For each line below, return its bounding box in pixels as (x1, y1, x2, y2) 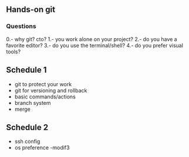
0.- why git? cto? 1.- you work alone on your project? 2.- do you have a (6, 35, 177, 43)
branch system (14, 99, 51, 106)
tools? (6, 48, 21, 55)
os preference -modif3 (14, 144, 70, 151)
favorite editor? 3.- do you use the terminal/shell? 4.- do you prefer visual (6, 42, 184, 49)
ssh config (14, 138, 41, 145)
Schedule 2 (6, 122, 49, 132)
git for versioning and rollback (14, 87, 87, 94)
